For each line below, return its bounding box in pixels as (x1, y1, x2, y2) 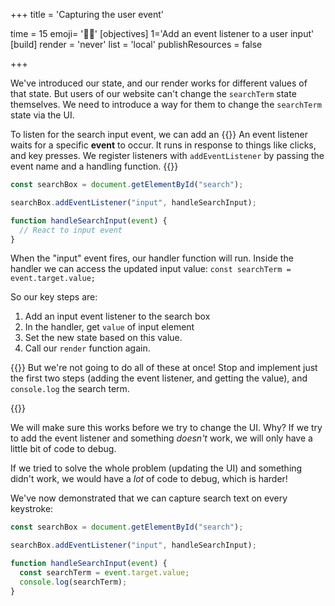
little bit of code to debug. (10, 443, 117, 455)
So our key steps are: (10, 291, 98, 303)
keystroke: (10, 503, 54, 515)
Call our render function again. (24, 342, 151, 354)
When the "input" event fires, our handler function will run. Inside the (10, 252, 294, 264)
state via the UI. (10, 109, 75, 121)
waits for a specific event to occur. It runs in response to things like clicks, (10, 139, 317, 151)
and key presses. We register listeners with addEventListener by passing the (10, 150, 325, 161)
